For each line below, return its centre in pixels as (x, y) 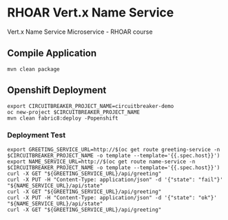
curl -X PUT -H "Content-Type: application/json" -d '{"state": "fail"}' (115, 179)
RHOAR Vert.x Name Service (91, 13)
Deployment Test (37, 135)
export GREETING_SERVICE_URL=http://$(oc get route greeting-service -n (114, 149)
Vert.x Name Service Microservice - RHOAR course (80, 32)
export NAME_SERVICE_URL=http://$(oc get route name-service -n (101, 162)
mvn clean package (33, 69)
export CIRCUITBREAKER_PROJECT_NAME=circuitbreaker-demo (91, 106)
